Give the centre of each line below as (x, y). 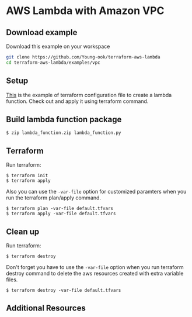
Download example (42, 32)
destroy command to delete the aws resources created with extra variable (95, 273)
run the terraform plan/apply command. (53, 198)
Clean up (23, 231)
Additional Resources (46, 308)
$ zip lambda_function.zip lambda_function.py (64, 133)
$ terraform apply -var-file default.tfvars (61, 214)
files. (12, 280)
